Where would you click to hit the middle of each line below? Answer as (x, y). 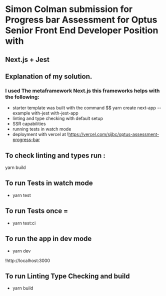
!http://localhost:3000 (28, 260)
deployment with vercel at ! (40, 134)
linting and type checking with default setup (58, 118)
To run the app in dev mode (48, 239)
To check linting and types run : (55, 155)
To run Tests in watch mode (49, 183)
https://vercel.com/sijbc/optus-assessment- (114, 134)
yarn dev (21, 250)
